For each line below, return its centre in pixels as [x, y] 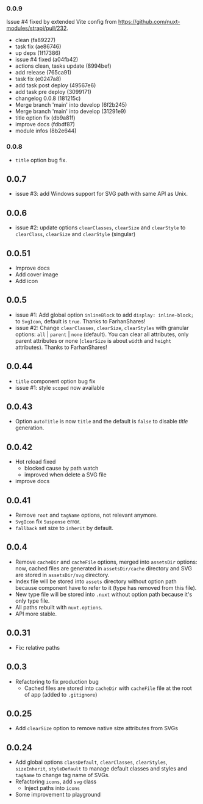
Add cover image [37, 275]
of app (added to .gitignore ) [61, 694]
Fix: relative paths [37, 647]
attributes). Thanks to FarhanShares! [61, 347]
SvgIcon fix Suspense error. [48, 522]
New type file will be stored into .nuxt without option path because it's [104, 594]
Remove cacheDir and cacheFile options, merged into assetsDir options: [106, 562]
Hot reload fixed [35, 462]
